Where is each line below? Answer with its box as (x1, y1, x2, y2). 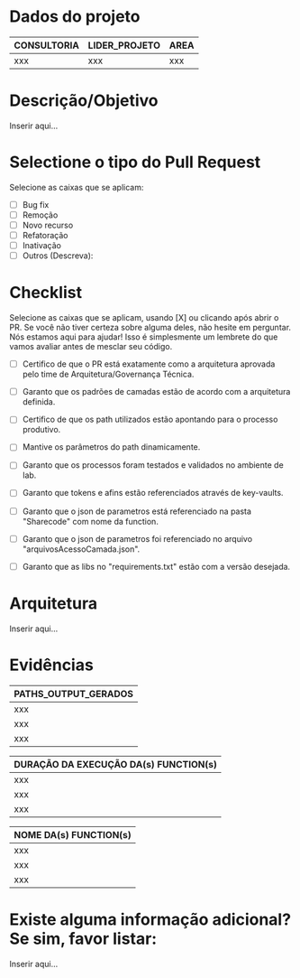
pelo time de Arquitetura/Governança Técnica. (22, 368, 195, 380)
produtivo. (22, 424, 61, 435)
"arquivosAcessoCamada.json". (22, 544, 141, 554)
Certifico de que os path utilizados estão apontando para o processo (22, 414, 278, 425)
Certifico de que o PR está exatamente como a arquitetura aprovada (22, 359, 276, 369)
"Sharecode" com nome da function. (22, 516, 159, 526)
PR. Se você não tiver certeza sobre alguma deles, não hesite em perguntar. (9, 322, 291, 333)
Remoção (22, 210, 59, 220)
